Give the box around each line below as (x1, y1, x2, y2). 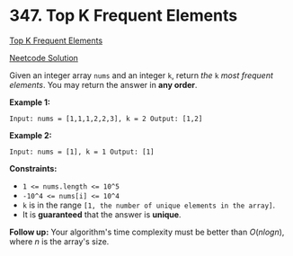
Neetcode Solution (9, 52, 79, 63)
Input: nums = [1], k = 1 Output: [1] (9, 147, 155, 156)
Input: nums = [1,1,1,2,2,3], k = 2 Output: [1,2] (9, 114, 203, 123)
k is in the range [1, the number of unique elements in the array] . (22, 199, 276, 210)
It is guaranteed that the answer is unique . (22, 208, 182, 220)
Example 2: (9, 129, 52, 140)
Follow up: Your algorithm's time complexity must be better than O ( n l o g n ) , (9, 226, 285, 237)
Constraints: (9, 163, 58, 173)
